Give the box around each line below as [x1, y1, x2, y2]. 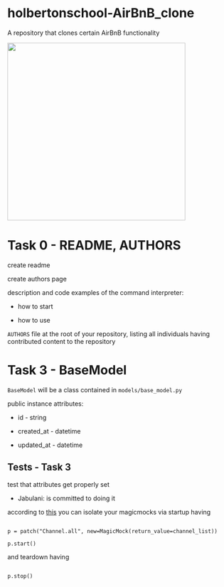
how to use [17, 316, 51, 324]
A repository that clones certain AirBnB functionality [7, 28, 160, 37]
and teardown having [7, 552, 70, 561]
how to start [17, 302, 53, 311]
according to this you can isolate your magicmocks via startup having [7, 507, 211, 516]
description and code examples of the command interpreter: [7, 288, 184, 296]
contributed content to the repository [7, 337, 116, 345]
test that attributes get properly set [7, 480, 110, 488]
